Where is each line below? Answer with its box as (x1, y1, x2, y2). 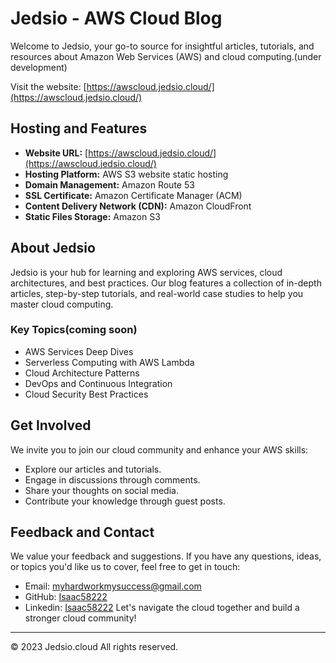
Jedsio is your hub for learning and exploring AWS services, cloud (10, 266, 283, 278)
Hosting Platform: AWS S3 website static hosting (24, 168, 229, 180)
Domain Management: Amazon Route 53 (24, 178, 195, 191)
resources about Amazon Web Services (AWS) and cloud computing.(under (10, 50, 322, 62)
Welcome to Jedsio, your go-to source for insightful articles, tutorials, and (10, 40, 315, 52)
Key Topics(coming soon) (10, 323, 138, 337)
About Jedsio (10, 240, 96, 257)
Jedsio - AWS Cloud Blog (10, 7, 223, 30)
